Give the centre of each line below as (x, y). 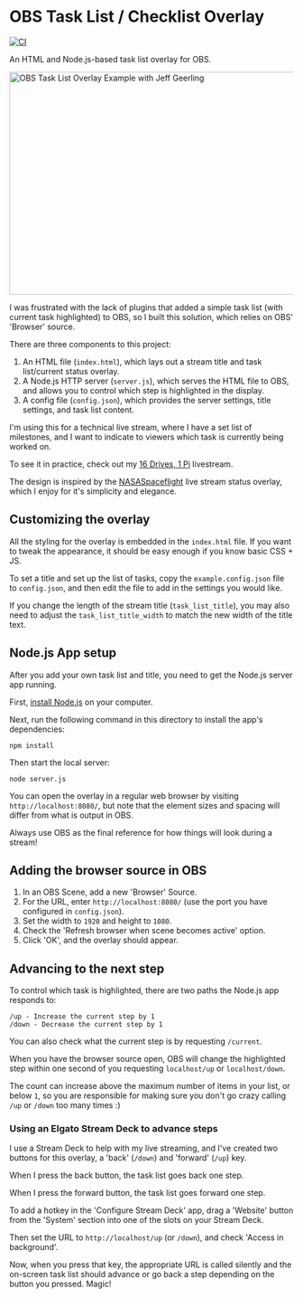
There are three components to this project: (90, 344)
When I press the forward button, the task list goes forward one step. (138, 1193)
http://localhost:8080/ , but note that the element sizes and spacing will (145, 805)
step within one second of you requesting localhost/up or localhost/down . (147, 1068)
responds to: (33, 1000)
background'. (34, 1247)
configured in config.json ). (73, 912)
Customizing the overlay (80, 520)
